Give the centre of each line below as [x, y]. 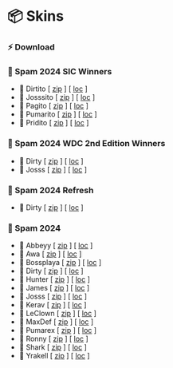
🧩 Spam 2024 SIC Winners [60, 72]
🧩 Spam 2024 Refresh [51, 190]
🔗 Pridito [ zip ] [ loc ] [54, 123]
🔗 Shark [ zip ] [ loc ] [53, 347]
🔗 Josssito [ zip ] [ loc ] [57, 97]
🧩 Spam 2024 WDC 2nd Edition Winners [86, 144]
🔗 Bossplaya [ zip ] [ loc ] [60, 263]
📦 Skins [36, 16]
